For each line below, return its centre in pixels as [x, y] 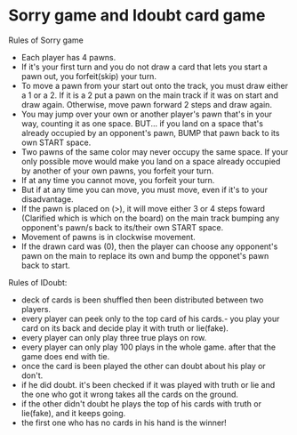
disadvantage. [47, 199]
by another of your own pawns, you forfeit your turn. [117, 171]
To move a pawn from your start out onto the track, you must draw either [154, 85]
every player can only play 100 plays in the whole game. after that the [148, 347]
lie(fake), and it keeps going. [73, 413]
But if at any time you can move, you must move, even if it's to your [144, 189]
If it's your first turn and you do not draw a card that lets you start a [144, 67]
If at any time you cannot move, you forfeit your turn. [118, 180]
